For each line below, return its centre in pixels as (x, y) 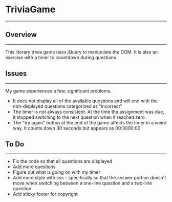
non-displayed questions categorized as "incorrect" (67, 106)
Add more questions (34, 167)
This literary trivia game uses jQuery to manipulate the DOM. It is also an (81, 52)
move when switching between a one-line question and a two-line (82, 183)
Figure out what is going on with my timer (57, 172)
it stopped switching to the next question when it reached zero (79, 117)
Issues (16, 74)
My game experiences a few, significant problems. (58, 90)
